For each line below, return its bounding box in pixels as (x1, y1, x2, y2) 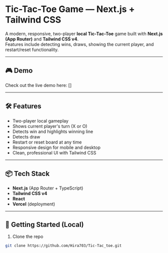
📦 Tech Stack (5, 169, 50, 178)
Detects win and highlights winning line (12, 128, 93, 134)
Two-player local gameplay (12, 117, 69, 123)
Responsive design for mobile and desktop (12, 144, 101, 150)
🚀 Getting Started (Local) (5, 220, 84, 228)
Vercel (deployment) (12, 201, 55, 207)
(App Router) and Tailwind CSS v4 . (5, 36, 79, 42)
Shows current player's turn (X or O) (12, 123, 87, 129)
